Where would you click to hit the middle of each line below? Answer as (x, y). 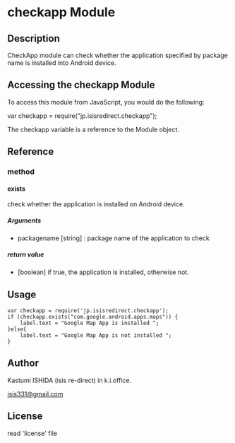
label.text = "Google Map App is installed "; (90, 323)
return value (26, 254)
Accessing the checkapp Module (81, 85)
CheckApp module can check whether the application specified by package (117, 55)
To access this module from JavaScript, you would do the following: (106, 102)
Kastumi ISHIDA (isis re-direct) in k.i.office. (70, 380)
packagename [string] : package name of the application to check (113, 238)
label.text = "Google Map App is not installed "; (96, 336)
